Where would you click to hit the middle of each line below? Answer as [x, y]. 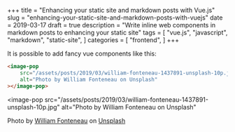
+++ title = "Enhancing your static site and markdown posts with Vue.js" [111, 10]
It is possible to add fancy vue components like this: [82, 53]
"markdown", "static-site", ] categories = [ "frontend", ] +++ [93, 40]
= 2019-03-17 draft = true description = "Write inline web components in [112, 25]
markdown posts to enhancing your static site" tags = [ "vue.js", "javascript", [117, 32]
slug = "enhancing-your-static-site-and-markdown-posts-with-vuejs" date [115, 18]
